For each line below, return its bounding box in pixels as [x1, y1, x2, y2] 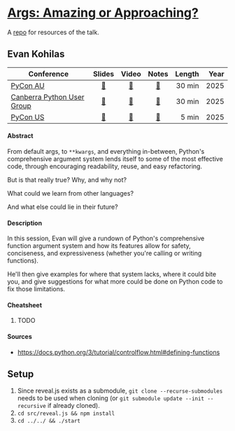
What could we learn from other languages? [7, 189, 134, 197]
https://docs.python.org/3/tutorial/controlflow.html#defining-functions [17, 348, 220, 356]
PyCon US [10, 112, 45, 122]
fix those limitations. [7, 285, 65, 293]
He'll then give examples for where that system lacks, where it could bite [7, 270, 217, 279]
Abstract [7, 131, 34, 140]
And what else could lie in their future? [7, 203, 118, 211]
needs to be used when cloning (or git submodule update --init [17, 394, 205, 402]
